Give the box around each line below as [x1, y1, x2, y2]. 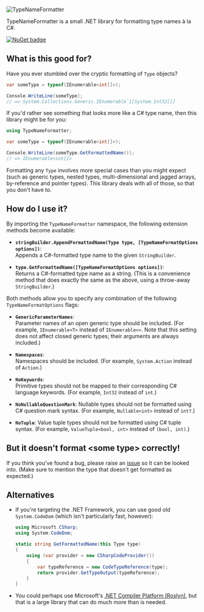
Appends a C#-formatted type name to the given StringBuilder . [15, 251, 177, 259]
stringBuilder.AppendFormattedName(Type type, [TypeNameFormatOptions [15, 239, 199, 246]
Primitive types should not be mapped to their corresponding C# [15, 382, 177, 389]
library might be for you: [6, 116, 67, 124]
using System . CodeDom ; [15, 530, 73, 536]
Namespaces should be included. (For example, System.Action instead [15, 357, 192, 364]
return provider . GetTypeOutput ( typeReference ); [37, 569, 160, 576]
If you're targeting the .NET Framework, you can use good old [15, 506, 171, 514]
